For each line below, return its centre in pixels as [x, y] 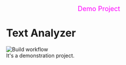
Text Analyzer [41, 33]
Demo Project [99, 9]
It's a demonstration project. [40, 55]
